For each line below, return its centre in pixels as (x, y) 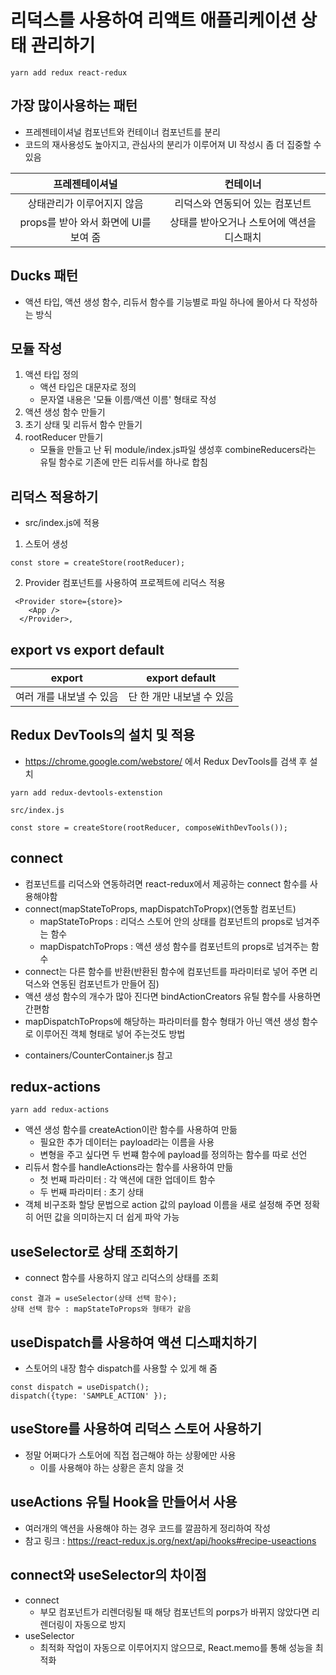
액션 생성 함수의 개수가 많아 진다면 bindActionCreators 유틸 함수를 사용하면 (173, 996)
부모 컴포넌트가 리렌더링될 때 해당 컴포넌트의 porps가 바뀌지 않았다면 (174, 1612)
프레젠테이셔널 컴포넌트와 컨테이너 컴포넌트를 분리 (122, 132)
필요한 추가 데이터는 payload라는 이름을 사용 (127, 1142)
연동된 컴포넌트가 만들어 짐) (105, 983)
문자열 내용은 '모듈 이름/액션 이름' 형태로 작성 (128, 400)
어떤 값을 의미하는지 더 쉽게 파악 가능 (107, 1217)
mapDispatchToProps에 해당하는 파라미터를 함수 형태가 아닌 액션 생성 (162, 1021)
